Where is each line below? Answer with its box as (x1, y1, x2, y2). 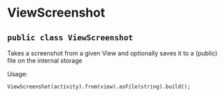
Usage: (7, 70, 28, 78)
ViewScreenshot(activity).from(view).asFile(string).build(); (7, 83, 191, 90)
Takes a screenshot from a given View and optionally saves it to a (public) (7, 49, 218, 57)
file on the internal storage (7, 57, 83, 64)
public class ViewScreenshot (7, 33, 134, 42)
